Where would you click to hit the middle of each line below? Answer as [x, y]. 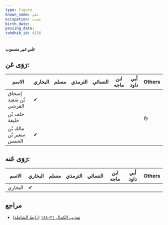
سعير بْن [16, 134]
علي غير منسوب [20, 49]
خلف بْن [16, 114]
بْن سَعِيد [16, 99]
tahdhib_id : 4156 [23, 33]
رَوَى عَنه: [17, 159]
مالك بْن [16, 128]
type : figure [19, 10]
